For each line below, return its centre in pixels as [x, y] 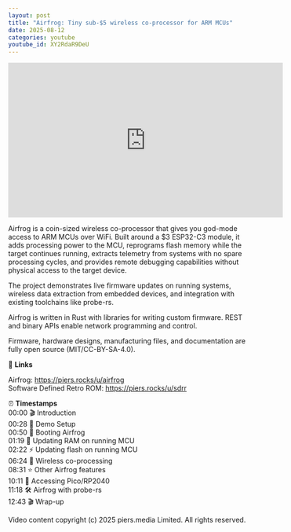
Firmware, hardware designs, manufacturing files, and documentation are [127, 341]
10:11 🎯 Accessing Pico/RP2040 [59, 481]
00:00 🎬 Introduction [42, 413]
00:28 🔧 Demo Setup [42, 424]
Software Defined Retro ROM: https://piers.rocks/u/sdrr [97, 388]
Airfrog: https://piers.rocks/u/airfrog [66, 380]
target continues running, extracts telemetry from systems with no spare [125, 254]
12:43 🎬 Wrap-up [36, 502]
